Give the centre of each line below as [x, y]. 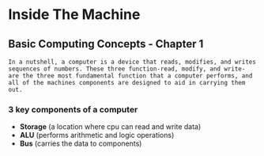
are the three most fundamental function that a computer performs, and [130, 76]
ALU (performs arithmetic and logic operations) [97, 135]
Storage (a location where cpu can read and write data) [110, 127]
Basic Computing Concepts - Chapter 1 [106, 44]
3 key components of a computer [73, 109]
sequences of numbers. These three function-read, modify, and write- [127, 69]
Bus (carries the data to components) [81, 143]
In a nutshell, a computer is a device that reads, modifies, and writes [132, 62]
